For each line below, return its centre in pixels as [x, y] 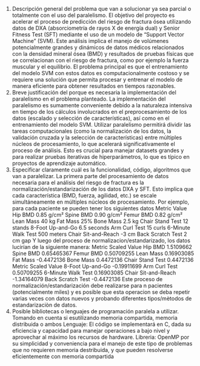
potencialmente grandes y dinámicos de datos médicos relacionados [98, 47]
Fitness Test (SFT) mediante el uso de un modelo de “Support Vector [98, 35]
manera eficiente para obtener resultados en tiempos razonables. [94, 86]
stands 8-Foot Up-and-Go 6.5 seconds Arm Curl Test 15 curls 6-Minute [101, 228]
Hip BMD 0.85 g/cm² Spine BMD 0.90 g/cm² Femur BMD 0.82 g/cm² [97, 215]
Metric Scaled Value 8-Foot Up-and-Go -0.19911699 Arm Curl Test [95, 266]
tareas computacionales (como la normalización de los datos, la [92, 131]
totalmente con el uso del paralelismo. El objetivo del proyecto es [93, 15]
